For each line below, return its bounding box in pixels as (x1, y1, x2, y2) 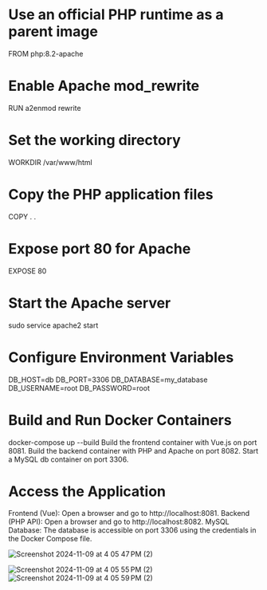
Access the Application (8, 482, 166, 500)
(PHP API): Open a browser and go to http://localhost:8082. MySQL (8, 517, 230, 527)
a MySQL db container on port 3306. (8, 454, 129, 464)
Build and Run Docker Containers (8, 411, 233, 429)
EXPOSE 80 (8, 265, 47, 276)
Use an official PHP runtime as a (8, 6, 225, 24)
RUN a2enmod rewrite (8, 103, 81, 112)
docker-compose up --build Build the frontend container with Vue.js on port (8, 437, 257, 447)
